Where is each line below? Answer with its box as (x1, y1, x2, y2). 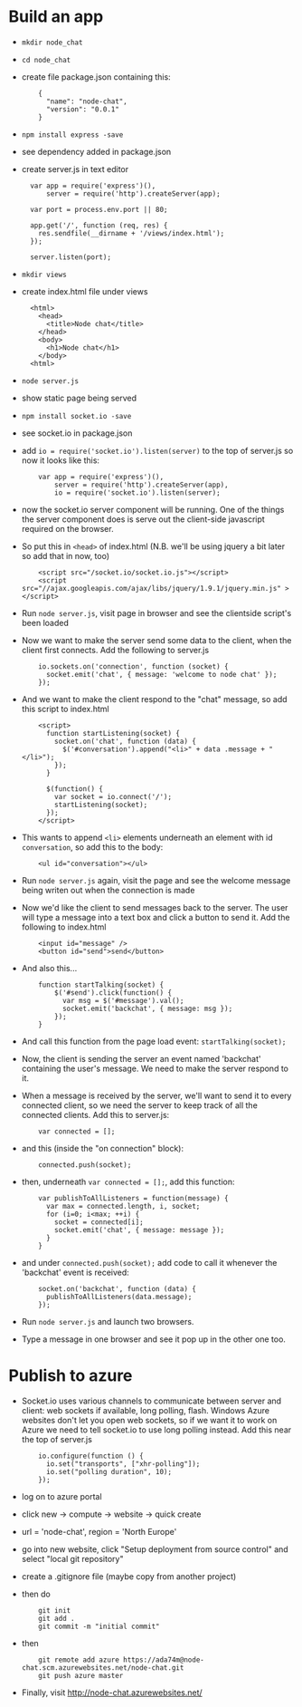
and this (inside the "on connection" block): (21, 1143, 184, 1153)
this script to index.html (21, 703, 109, 714)
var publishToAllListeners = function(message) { (38, 1193, 229, 1202)
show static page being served (21, 392, 137, 403)
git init (38, 1606, 71, 1615)
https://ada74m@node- (122, 1655, 204, 1664)
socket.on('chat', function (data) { (54, 737, 196, 746)
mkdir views (21, 270, 67, 279)
